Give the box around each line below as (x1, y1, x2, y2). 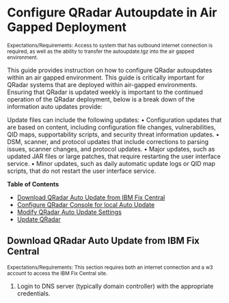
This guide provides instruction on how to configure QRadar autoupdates (7, 66, 213, 74)
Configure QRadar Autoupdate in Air (7, 5, 217, 21)
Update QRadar (16, 215, 61, 223)
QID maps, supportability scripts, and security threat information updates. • (7, 130, 220, 138)
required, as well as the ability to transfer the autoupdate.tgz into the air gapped (7, 48, 195, 55)
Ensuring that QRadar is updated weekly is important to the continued (7, 88, 203, 96)
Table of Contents (7, 180, 59, 188)
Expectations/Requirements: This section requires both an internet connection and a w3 (7, 264, 213, 271)
